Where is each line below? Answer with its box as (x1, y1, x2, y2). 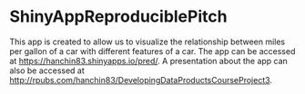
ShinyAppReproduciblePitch (9, 6, 228, 27)
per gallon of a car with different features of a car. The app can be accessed (9, 45, 296, 56)
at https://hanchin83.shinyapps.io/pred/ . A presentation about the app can (9, 55, 289, 66)
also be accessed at (9, 65, 85, 76)
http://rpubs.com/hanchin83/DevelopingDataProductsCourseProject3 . (9, 74, 273, 85)
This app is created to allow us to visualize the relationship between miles (9, 36, 286, 47)
